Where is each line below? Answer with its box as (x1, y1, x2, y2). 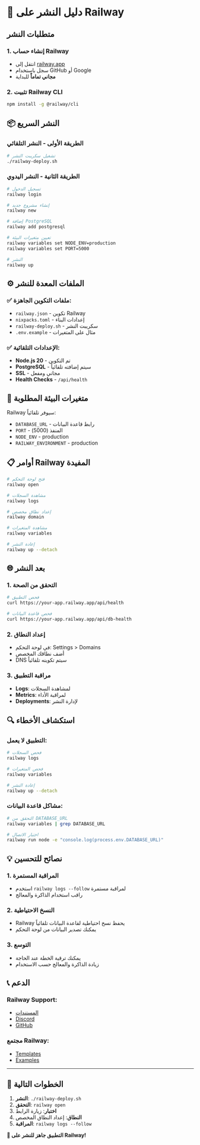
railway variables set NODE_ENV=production (7, 240, 116, 246)
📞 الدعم (7, 977, 30, 987)
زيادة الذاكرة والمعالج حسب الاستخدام (15, 960, 100, 968)
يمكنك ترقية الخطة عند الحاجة (15, 954, 81, 961)
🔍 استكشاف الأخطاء (7, 715, 75, 725)
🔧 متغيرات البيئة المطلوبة (7, 393, 88, 403)
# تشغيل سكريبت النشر (7, 153, 56, 159)
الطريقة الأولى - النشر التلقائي (7, 139, 84, 147)
